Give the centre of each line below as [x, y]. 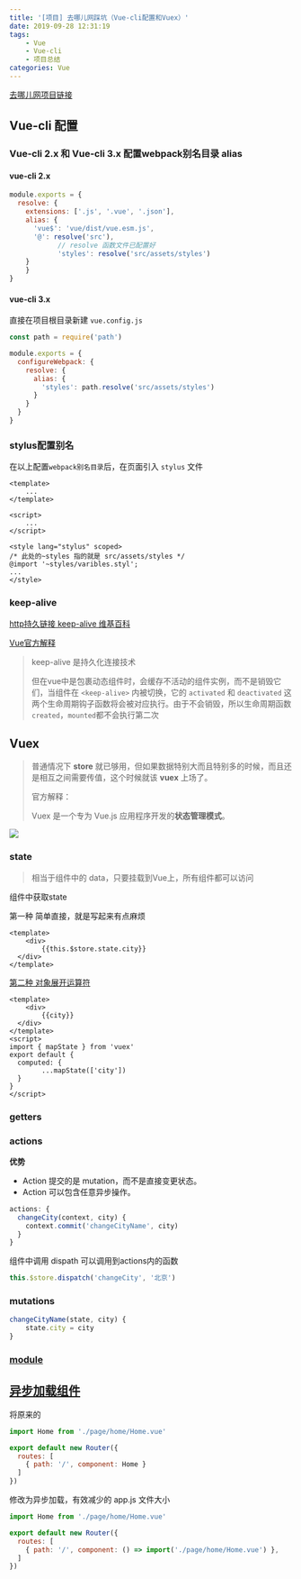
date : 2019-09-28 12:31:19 [60, 26]
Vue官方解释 [33, 643]
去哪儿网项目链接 [41, 95]
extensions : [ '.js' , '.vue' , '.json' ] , [100, 212]
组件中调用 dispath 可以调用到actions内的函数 [94, 1261]
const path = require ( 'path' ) [66, 338]
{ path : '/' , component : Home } [86, 1465]
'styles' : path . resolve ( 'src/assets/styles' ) [128, 387]
